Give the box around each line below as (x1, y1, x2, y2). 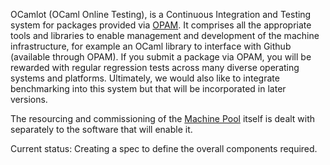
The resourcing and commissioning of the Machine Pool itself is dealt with (10, 113, 316, 124)
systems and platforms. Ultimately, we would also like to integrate (10, 72, 280, 84)
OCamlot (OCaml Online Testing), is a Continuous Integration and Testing (10, 9, 312, 20)
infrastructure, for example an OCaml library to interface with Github (10, 40, 292, 52)
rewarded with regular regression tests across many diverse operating (10, 62, 300, 73)
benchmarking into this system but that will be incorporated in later (10, 83, 287, 94)
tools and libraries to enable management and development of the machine (10, 30, 320, 41)
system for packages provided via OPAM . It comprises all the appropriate (10, 19, 312, 31)
